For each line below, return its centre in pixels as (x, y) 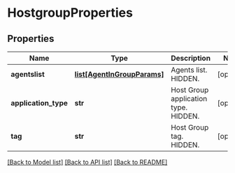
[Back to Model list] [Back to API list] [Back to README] (87, 162)
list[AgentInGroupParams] (119, 74)
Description (191, 58)
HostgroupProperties (70, 13)
